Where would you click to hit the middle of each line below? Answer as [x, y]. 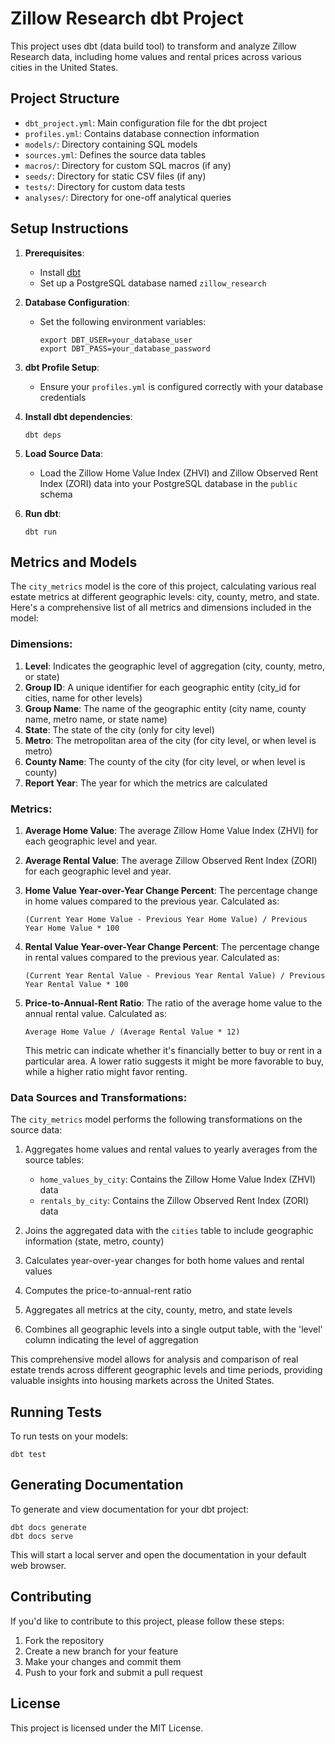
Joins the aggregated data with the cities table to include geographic [169, 1231]
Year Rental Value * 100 [76, 984]
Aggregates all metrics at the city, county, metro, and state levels [158, 1310]
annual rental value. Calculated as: [95, 1013]
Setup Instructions [69, 228]
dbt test [28, 1455]
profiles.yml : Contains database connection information [142, 133]
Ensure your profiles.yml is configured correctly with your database [181, 386]
